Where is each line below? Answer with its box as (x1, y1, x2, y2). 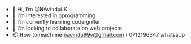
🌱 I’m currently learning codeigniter (12, 18, 101, 25)
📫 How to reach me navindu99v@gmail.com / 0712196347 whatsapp (12, 32, 186, 38)
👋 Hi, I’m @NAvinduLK (12, 6, 68, 12)
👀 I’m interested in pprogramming (12, 12, 96, 19)
